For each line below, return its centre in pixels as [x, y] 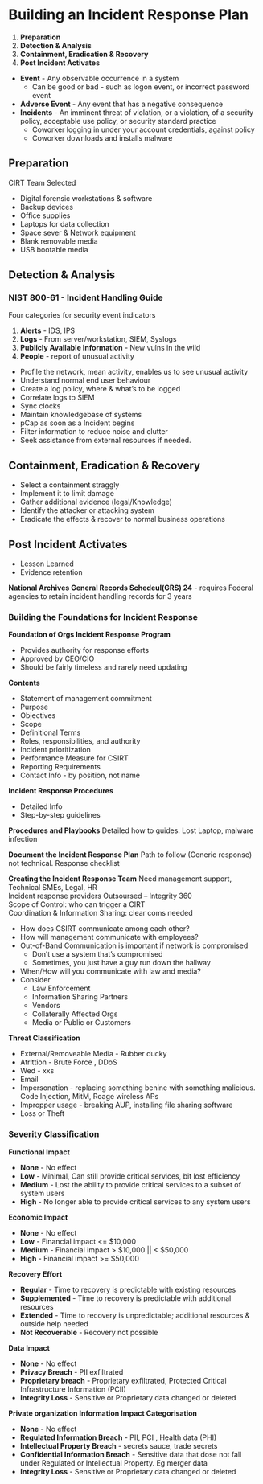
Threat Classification [44, 1038]
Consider [35, 980]
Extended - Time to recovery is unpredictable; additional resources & [135, 1315]
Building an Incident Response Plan [129, 15]
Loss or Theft [42, 1113]
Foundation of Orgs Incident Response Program [90, 635]
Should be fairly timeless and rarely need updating [103, 667]
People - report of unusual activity [77, 356]
